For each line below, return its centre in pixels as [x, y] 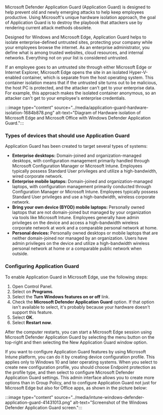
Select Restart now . [32, 322]
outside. [20, 254]
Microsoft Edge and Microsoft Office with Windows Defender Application [78, 118]
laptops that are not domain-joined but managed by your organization [81, 212]
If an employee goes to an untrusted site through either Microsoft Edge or [79, 67]
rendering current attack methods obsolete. [49, 28]
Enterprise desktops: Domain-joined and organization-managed [77, 156]
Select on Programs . [33, 292]
